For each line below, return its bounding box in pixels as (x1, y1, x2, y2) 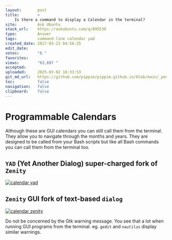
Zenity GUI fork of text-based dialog (5, 194, 123, 203)
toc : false (5, 79, 50, 84)
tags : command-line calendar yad (5, 36, 95, 42)
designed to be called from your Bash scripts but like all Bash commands (5, 139, 159, 145)
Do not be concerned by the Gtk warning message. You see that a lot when (5, 218, 164, 224)
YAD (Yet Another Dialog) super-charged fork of (5, 159, 158, 168)
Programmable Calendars (5, 111, 117, 122)
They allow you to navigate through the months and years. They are (5, 133, 148, 139)
